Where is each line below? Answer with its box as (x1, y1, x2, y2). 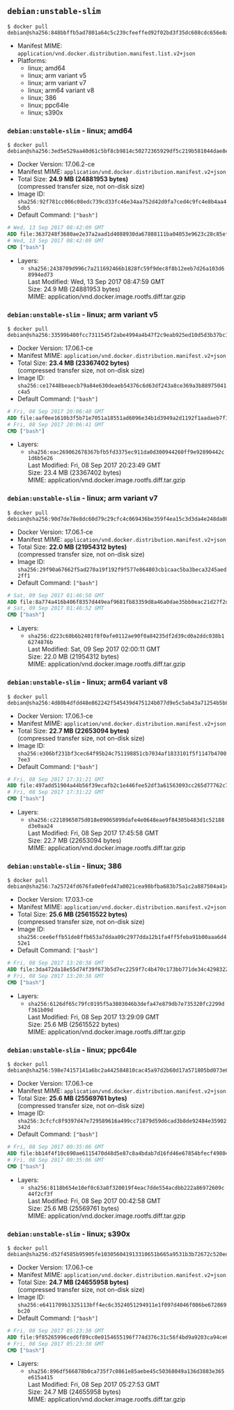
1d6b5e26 (27, 455, 54, 462)
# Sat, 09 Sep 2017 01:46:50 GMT (7, 591, 104, 599)
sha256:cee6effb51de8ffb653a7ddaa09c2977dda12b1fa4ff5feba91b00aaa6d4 (17, 934, 227, 941)
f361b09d (27, 1007, 54, 1014)
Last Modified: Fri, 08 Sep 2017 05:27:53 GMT (27, 1381, 160, 1389)
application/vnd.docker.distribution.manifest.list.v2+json (17, 50, 196, 57)
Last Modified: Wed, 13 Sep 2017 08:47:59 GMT (27, 277, 165, 286)
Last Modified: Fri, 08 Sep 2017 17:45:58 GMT (27, 829, 159, 837)
